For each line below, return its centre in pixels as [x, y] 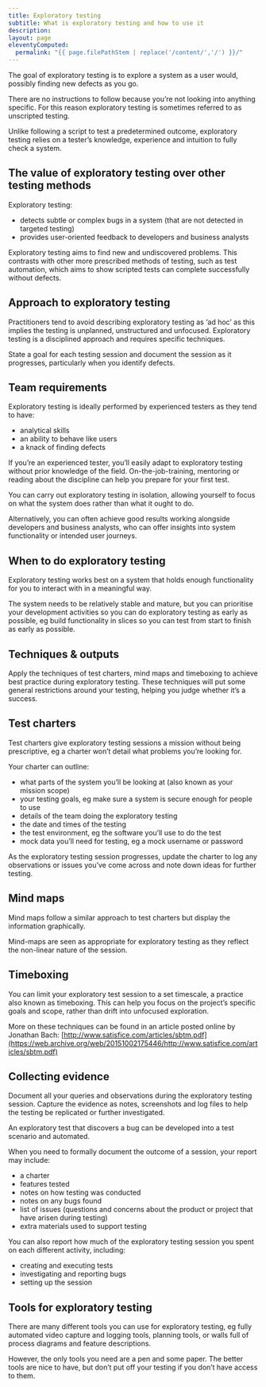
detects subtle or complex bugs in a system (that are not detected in [131, 220]
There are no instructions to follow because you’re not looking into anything [132, 99]
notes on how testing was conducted [80, 1192]
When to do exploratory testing [87, 561]
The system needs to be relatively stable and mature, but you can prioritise [131, 604]
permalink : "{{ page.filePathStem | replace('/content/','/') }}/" [129, 52]
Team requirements [58, 387]
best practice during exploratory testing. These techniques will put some [127, 682]
